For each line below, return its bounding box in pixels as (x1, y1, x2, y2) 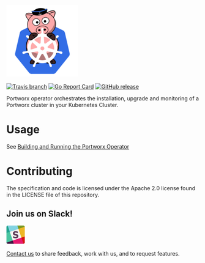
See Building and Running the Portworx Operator (6, 143, 130, 150)
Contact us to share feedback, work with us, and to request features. (6, 250, 180, 257)
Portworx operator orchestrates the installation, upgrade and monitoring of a (6, 95, 199, 102)
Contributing (6, 165, 73, 179)
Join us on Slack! (6, 209, 73, 219)
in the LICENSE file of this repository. (6, 191, 100, 198)
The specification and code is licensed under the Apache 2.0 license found (6, 184, 196, 191)
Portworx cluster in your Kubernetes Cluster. (6, 102, 119, 108)
